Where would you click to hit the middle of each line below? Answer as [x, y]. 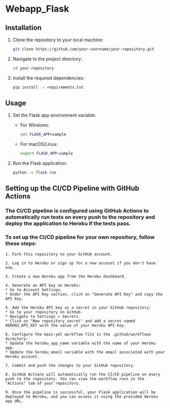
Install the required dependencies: [49, 78]
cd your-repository [33, 68]
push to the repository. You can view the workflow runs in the [75, 379]
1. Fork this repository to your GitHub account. [59, 254]
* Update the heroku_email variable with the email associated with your [85, 352]
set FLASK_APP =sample [43, 135]
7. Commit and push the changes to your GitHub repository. [70, 365]
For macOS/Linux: [39, 144]
